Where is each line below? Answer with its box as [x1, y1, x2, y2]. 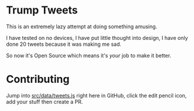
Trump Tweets [6, 4, 78, 17]
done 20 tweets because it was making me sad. [6, 41, 121, 48]
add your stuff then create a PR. [6, 98, 83, 105]
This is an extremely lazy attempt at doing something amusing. [6, 23, 158, 30]
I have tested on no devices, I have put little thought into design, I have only [6, 34, 189, 41]
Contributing [6, 73, 70, 86]
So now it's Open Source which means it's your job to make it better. [6, 52, 172, 59]
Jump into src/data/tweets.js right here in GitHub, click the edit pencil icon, [6, 92, 187, 99]
